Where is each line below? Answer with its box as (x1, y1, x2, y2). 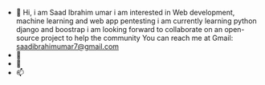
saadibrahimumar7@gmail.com (15, 42, 119, 51)
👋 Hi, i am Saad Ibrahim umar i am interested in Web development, (15, 8, 235, 17)
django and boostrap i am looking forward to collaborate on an (15, 25, 223, 34)
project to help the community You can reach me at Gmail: (40, 33, 234, 42)
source (15, 33, 40, 42)
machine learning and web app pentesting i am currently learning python (15, 16, 257, 26)
